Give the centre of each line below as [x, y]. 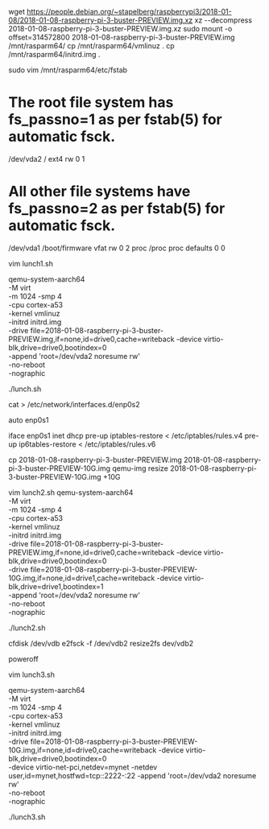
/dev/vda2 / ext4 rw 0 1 [47, 159]
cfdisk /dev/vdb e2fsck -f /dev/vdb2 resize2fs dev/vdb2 [101, 643]
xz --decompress [223, 20]
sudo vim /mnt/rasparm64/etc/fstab [68, 70]
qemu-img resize [141, 468]
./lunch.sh [25, 389]
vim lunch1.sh [31, 263]
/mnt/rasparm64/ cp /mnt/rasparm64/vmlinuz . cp [91, 46]
